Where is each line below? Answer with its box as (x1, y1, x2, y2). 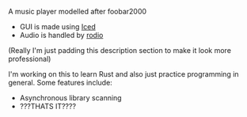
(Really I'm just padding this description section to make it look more (8, 46, 232, 55)
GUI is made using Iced (19, 22, 97, 31)
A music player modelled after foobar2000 (8, 7, 147, 16)
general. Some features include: (8, 78, 112, 87)
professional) (8, 55, 51, 63)
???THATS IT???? (19, 102, 77, 111)
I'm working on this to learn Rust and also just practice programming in (8, 70, 239, 78)
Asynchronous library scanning (19, 93, 122, 102)
